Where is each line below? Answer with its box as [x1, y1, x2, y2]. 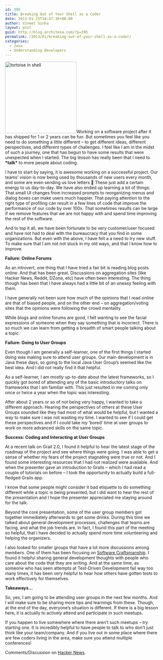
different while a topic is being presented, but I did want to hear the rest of [5, 489, 154, 495]
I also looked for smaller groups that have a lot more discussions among [5, 544, 149, 550]
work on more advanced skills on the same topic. [5, 425, 104, 431]
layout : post [5, 25, 32, 30]
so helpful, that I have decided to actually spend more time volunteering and [5, 529, 158, 536]
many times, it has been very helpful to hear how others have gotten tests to [5, 570, 158, 576]
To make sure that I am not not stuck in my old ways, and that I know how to [5, 241, 157, 246]
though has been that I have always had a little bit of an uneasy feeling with [5, 280, 156, 286]
